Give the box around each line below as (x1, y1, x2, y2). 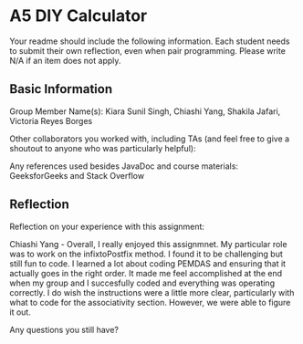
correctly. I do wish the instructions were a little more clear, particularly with (9, 287, 295, 297)
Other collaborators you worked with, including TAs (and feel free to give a (9, 133, 290, 144)
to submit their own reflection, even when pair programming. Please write (9, 45, 286, 56)
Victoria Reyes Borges (9, 115, 93, 126)
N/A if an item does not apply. (9, 55, 121, 66)
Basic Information (9, 81, 113, 97)
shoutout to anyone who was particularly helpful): (9, 142, 196, 153)
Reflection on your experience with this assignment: (9, 221, 205, 232)
